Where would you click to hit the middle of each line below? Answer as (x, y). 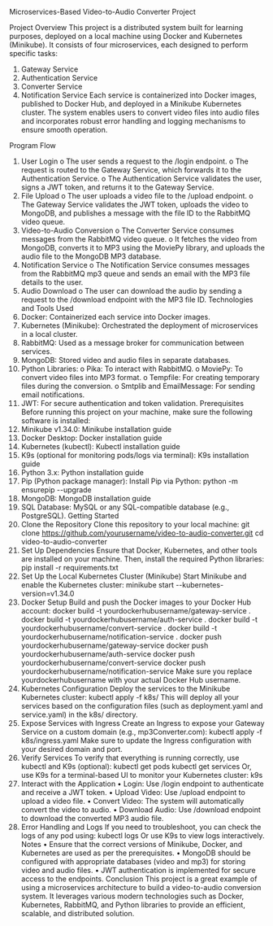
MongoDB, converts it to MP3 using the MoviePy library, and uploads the (143, 248)
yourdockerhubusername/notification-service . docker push (121, 637)
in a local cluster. (49, 334)
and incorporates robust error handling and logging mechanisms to (133, 121)
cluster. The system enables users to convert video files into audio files (140, 112)
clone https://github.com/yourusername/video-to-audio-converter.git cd (142, 533)
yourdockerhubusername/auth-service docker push (108, 654)
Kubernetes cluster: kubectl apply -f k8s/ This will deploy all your (130, 697)
